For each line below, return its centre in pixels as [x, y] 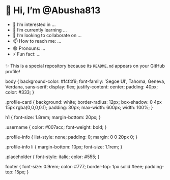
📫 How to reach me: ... [37, 41]
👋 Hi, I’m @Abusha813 [53, 10]
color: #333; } [20, 92]
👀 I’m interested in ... [34, 24]
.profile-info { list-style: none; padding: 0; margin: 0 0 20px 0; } [72, 137]
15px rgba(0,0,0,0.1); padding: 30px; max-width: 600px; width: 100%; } [79, 107]
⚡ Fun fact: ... [26, 54]
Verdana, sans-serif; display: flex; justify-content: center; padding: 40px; [82, 86]
